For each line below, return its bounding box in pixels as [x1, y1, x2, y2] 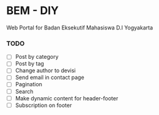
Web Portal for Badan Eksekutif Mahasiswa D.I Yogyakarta [6, 24, 153, 31]
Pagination [15, 81, 43, 88]
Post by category [15, 53, 59, 61]
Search [15, 87, 34, 95]
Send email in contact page [15, 74, 84, 81]
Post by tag [15, 60, 45, 67]
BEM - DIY [6, 4, 59, 18]
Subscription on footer [15, 102, 72, 109]
